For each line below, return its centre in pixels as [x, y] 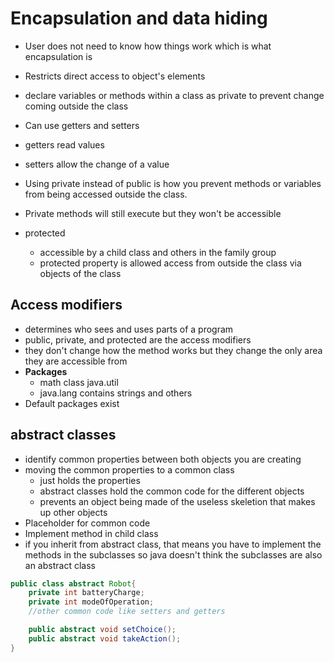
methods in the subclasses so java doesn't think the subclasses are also [173, 554]
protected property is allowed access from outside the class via [170, 263]
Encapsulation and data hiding [139, 18]
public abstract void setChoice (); [102, 630]
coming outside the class [76, 106]
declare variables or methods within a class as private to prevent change [174, 95]
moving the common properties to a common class [129, 469]
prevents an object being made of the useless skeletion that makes [177, 501]
